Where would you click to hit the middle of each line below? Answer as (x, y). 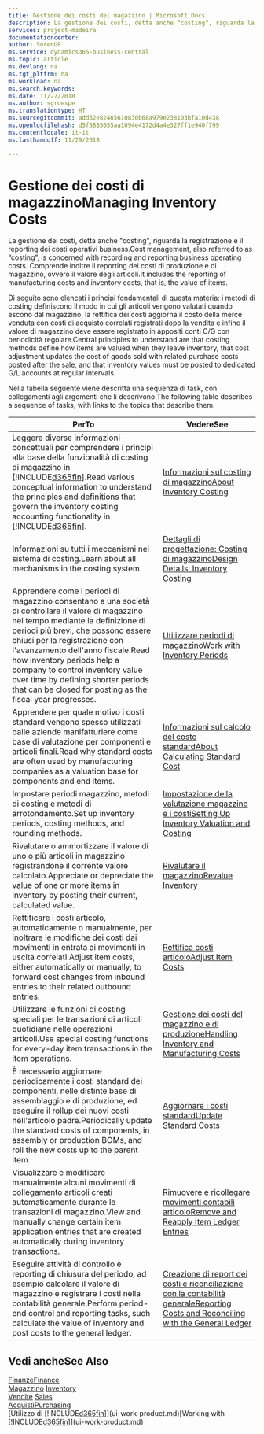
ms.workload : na (35, 81)
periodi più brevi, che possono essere (82, 630)
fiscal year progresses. (54, 700)
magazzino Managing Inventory (113, 202)
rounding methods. (47, 833)
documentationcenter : (44, 37)
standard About (190, 747)
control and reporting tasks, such (89, 1314)
